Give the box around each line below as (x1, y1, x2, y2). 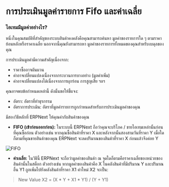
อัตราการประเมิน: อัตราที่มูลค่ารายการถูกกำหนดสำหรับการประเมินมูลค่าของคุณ (13, 104, 141, 110)
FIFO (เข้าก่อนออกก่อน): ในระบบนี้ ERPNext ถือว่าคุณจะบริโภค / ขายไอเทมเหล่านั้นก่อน (13, 124, 163, 130)
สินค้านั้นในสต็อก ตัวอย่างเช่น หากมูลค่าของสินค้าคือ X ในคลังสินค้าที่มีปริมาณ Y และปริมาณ (13, 161, 164, 167)
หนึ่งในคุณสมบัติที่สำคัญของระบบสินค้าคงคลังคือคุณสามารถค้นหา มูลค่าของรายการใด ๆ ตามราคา (6, 35, 162, 41)
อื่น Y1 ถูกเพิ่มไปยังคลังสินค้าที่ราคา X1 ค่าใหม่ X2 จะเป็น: (13, 167, 108, 173)
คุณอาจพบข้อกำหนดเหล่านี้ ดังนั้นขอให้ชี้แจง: (6, 88, 79, 94)
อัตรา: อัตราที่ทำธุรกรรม (13, 98, 52, 104)
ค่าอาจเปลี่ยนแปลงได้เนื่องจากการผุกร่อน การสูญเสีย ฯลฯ (13, 78, 105, 84)
